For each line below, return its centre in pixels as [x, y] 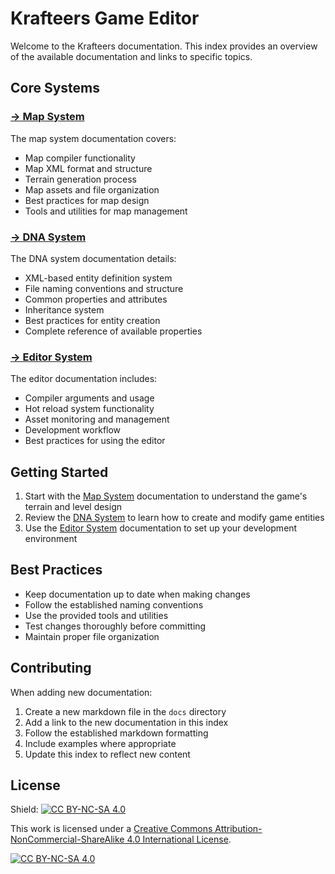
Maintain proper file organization [92, 636]
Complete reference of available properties [113, 331]
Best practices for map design [87, 200]
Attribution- [238, 829]
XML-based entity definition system [98, 278]
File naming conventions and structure [104, 288]
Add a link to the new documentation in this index [126, 722]
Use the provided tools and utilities [96, 615]
